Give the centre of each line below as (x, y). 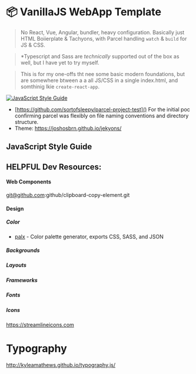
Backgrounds (23, 250)
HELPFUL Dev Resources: (54, 167)
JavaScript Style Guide (49, 147)
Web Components (29, 182)
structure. (26, 122)
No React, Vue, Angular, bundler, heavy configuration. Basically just (102, 32)
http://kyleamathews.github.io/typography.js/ (61, 365)
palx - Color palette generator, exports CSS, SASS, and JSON (89, 237)
